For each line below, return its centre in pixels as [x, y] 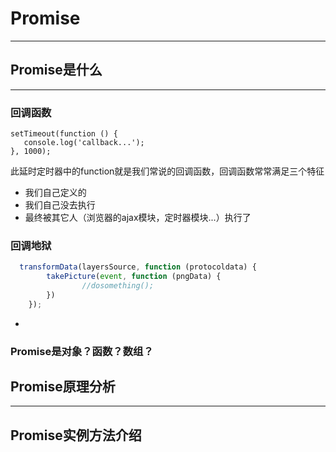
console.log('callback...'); [84, 143]
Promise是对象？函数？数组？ [82, 351]
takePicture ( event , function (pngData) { [134, 277]
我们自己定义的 [55, 193]
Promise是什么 [56, 70]
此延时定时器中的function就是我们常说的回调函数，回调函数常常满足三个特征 [167, 171]
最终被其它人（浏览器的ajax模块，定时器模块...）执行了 [138, 218]
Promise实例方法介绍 [76, 435]
